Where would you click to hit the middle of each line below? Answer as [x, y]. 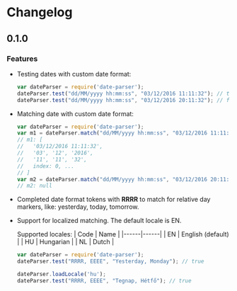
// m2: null [34, 186]
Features [22, 59]
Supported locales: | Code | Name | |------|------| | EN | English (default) [123, 234]
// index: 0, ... [46, 166]
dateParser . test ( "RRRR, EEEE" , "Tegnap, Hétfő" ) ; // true [104, 280]
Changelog [40, 12]
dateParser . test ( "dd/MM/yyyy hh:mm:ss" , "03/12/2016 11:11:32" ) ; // [120, 93]
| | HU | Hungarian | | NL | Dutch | [65, 242]
